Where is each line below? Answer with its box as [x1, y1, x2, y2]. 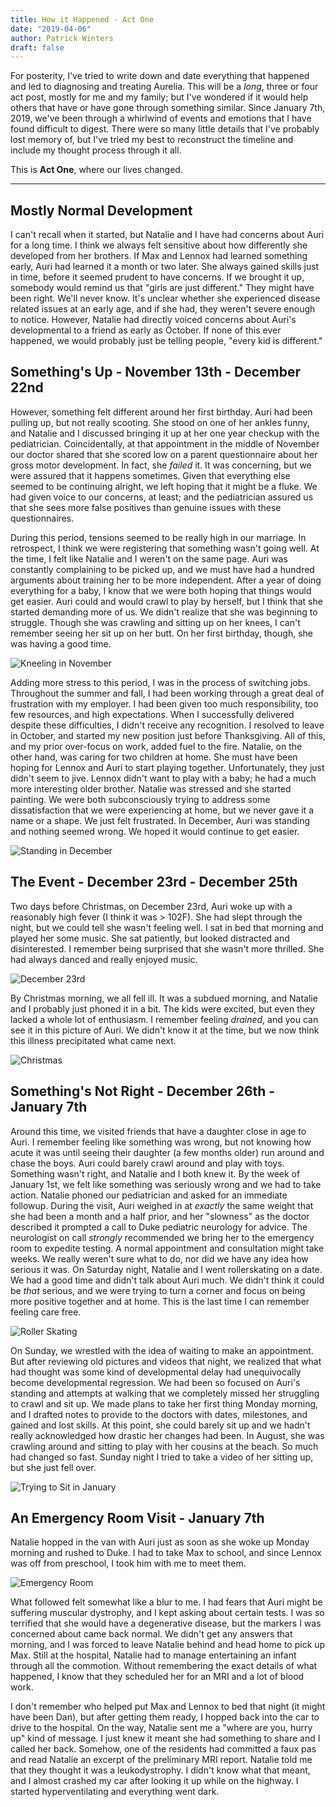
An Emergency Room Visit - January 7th [10, 1509, 265, 1526]
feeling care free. [10, 1306, 82, 1318]
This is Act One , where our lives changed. [10, 164, 183, 176]
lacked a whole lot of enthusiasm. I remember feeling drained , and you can [10, 1013, 319, 1025]
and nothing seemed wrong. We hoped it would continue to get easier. [10, 825, 300, 837]
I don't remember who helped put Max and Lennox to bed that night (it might [10, 1701, 326, 1713]
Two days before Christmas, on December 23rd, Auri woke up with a [10, 900, 293, 912]
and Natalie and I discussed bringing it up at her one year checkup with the [10, 427, 320, 439]
